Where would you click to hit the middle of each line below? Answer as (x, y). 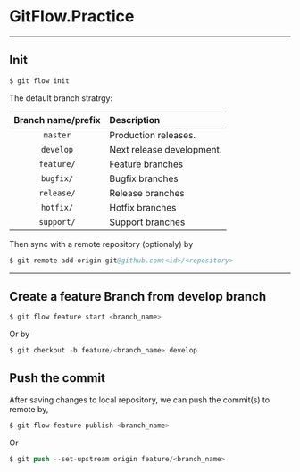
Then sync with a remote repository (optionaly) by (101, 244)
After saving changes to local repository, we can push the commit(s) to (140, 400)
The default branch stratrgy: (61, 98)
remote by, (29, 409)
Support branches (147, 222)
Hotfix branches (143, 207)
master (57, 135)
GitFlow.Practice (72, 17)
